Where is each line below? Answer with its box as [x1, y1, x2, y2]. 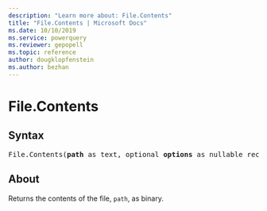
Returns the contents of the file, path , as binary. [8, 194, 164, 203]
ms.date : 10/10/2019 [8, 26, 77, 34]
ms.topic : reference [8, 48, 77, 56]
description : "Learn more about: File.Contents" [8, 11, 172, 20]
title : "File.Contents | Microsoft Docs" [8, 19, 148, 27]
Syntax [8, 129, 44, 143]
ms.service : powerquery [8, 33, 87, 42]
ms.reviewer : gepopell [8, 41, 83, 49]
